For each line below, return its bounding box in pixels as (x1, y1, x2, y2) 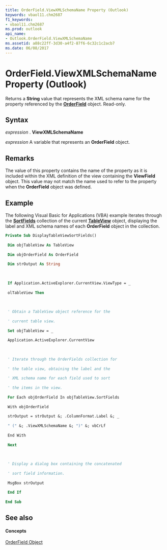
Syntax (5, 116, 29, 124)
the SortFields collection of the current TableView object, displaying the (5, 218, 157, 224)
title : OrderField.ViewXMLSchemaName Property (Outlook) (5, 7, 129, 13)
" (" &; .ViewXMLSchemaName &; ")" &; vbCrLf (7, 423, 106, 428)
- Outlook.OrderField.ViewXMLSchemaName (5, 36, 93, 41)
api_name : (5, 31, 26, 36)
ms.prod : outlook (5, 27, 42, 32)
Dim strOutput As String (7, 261, 60, 267)
